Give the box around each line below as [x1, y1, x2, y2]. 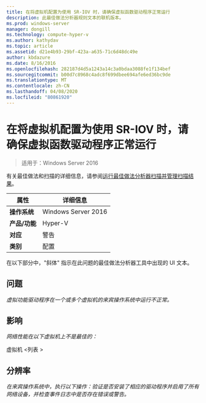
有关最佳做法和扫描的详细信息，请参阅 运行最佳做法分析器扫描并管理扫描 [6, 172, 188, 179]
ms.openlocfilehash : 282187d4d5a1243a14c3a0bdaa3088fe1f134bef [6, 65, 171, 72]
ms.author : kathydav [6, 37, 59, 43]
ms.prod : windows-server [6, 20, 70, 26]
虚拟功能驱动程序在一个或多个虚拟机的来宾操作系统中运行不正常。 [6, 296, 172, 303]
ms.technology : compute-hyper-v [6, 32, 89, 38]
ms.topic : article [6, 43, 53, 50]
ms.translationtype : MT [6, 77, 67, 83]
